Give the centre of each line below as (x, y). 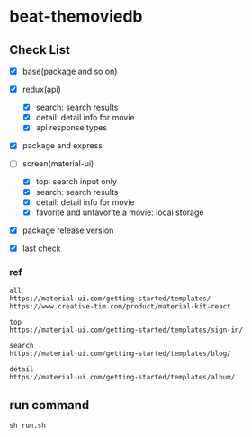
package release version (68, 230)
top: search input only (76, 182)
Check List (40, 50)
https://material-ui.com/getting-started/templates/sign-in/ (126, 330)
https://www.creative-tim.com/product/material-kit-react (120, 307)
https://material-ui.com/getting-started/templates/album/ (122, 378)
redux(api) (41, 89)
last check (41, 248)
